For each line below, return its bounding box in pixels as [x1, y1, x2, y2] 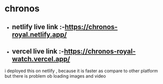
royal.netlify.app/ [11, 30, 67, 39]
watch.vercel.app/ [11, 55, 70, 63]
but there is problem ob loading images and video [4, 73, 106, 79]
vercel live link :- [11, 47, 64, 55]
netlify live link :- [11, 23, 65, 31]
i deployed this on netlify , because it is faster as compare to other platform [4, 68, 158, 74]
